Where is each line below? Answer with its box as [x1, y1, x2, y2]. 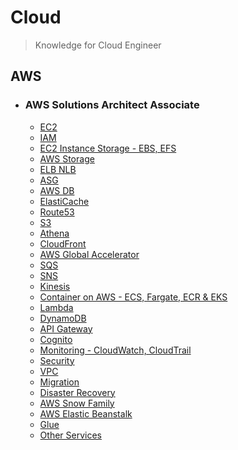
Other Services [39, 429, 102, 441]
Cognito [39, 333, 73, 345]
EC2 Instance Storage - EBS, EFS [39, 142, 177, 154]
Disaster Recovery [39, 386, 116, 398]
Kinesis [39, 280, 71, 292]
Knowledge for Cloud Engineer [34, 39, 162, 51]
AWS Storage [39, 152, 95, 165]
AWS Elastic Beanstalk [39, 407, 133, 420]
